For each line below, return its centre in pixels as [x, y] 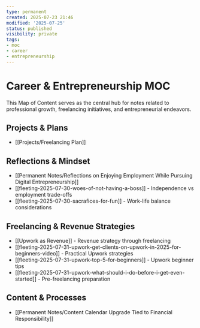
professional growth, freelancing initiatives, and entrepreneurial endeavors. [99, 109]
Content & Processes [46, 298]
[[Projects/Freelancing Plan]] [50, 142]
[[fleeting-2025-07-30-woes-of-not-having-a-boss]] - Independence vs [104, 188]
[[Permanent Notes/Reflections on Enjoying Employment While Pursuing [104, 176]
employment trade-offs [43, 195]
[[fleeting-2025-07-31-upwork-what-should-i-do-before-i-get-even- [100, 273]
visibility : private [32, 34]
